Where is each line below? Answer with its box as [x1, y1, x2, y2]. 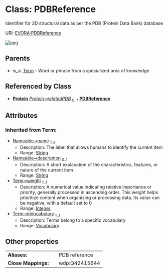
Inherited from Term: [5, 126, 57, 133]
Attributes [5, 111, 38, 120]
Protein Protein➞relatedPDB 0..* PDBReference [12, 96, 111, 103]
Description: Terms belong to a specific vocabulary [20, 217, 126, 223]
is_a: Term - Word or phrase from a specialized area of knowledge [12, 67, 149, 73]
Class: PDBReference [5, 4, 96, 15]
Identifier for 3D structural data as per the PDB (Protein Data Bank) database [5, 20, 163, 26]
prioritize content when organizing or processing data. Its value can [20, 195, 160, 201]
